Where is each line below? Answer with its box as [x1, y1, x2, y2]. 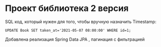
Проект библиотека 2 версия [5, 3, 129, 14]
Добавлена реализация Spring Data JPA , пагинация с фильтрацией [5, 36, 145, 42]
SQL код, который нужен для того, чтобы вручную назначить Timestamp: [5, 19, 157, 24]
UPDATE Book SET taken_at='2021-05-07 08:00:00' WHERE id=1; [5, 28, 131, 33]
